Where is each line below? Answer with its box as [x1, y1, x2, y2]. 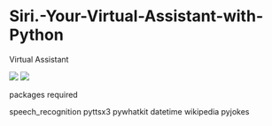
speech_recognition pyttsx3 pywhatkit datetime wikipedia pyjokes [9, 106, 250, 116]
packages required [9, 89, 78, 100]
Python [9, 25, 64, 45]
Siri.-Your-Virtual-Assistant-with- [9, 6, 264, 26]
